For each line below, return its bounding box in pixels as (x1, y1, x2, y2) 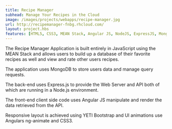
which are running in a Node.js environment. (5, 87, 99, 93)
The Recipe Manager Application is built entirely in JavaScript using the (5, 46, 156, 51)
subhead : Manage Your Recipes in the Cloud (5, 12, 100, 17)
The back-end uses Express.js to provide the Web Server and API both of (5, 81, 160, 88)
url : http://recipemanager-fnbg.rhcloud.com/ (5, 21, 104, 27)
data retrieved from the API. (5, 102, 64, 108)
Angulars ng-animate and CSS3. (5, 118, 73, 123)
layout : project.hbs (5, 27, 50, 32)
